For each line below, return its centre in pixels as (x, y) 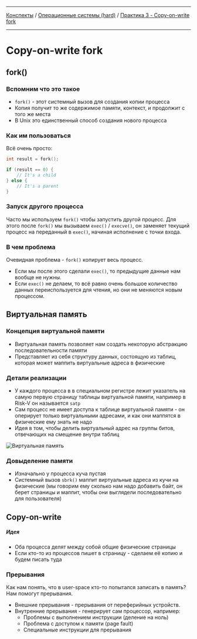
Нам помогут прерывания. (40, 593)
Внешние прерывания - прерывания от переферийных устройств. (97, 604)
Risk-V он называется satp (47, 403)
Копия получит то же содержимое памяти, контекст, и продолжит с (100, 108)
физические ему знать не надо (53, 422)
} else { (17, 180)
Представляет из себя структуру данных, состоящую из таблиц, (96, 356)
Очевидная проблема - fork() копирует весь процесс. (75, 260)
